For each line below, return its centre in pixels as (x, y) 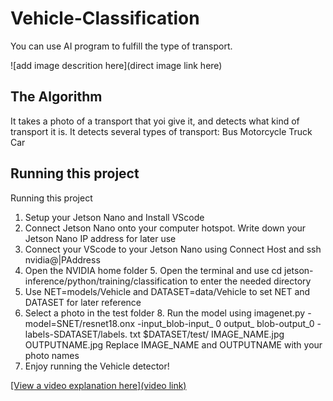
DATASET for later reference (83, 302)
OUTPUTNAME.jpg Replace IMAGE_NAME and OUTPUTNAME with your (173, 344)
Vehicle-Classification (105, 18)
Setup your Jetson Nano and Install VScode (114, 217)
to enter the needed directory (250, 281)
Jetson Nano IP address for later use (100, 238)
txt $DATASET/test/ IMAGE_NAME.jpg (207, 334)
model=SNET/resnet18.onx (80, 323)
